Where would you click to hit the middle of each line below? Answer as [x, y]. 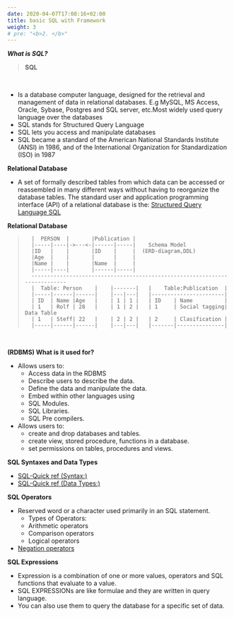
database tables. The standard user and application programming [113, 197]
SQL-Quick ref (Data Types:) [59, 483]
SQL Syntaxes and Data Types [53, 462]
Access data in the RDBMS [67, 374]
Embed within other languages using [81, 396]
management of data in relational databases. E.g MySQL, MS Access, [119, 102]
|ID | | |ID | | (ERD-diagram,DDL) [114, 252]
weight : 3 [22, 27]
